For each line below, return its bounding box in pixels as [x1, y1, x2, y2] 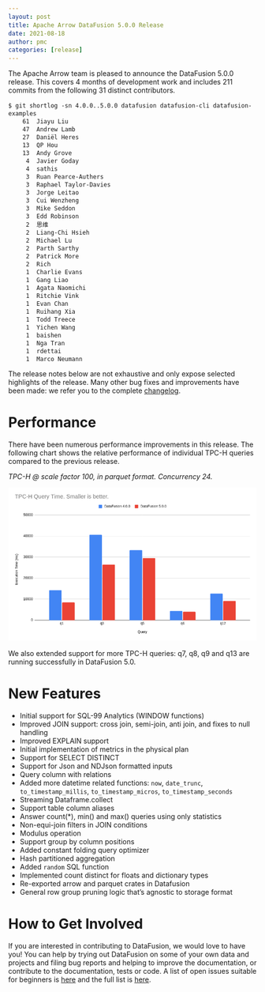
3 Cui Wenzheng [25, 197, 80, 205]
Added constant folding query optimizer [19, 846, 150, 855]
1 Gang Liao [25, 277, 69, 285]
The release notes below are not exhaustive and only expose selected [8, 369, 235, 379]
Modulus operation [19, 828, 81, 838]
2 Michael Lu [25, 237, 73, 245]
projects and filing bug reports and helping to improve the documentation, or [8, 958, 257, 967]
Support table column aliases [19, 803, 115, 813]
